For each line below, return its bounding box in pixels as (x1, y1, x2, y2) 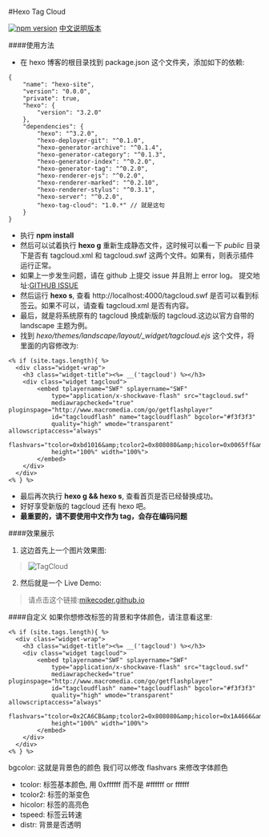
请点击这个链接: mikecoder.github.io (27, 595, 146, 604)
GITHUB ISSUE (29, 281, 78, 290)
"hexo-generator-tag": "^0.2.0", (37, 165, 149, 173)
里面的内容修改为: (19, 341, 78, 350)
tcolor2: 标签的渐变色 (19, 790, 90, 799)
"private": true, (22, 95, 81, 103)
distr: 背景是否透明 (19, 820, 82, 829)
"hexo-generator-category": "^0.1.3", (37, 151, 167, 159)
